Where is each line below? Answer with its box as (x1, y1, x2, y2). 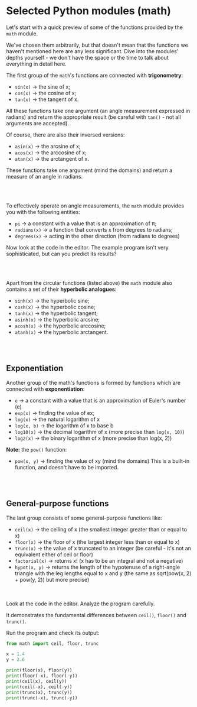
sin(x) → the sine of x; (14, 83, 71, 90)
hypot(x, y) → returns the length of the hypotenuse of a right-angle (14, 563, 180, 570)
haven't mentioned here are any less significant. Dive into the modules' (6, 47, 179, 54)
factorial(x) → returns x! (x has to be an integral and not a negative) (14, 557, 183, 564)
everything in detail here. (6, 60, 67, 67)
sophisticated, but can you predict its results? (6, 250, 117, 257)
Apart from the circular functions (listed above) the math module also (6, 279, 173, 286)
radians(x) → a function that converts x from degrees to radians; (14, 226, 173, 233)
